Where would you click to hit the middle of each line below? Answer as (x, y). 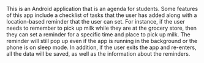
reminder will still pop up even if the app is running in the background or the (102, 41)
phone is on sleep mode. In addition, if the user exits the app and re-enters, (101, 47)
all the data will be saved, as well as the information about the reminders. (98, 54)
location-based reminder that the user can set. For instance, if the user (96, 22)
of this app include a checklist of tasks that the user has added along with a (102, 15)
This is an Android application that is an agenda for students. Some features (102, 9)
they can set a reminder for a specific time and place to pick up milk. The (99, 35)
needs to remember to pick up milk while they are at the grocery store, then (102, 28)
